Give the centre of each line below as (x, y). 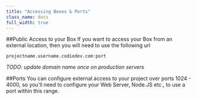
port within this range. (33, 91)
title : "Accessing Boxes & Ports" (49, 11)
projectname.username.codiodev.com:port (56, 56)
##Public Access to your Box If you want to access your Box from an (89, 39)
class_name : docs (27, 17)
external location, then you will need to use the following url (79, 45)
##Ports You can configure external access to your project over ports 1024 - (98, 79)
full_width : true (27, 22)
